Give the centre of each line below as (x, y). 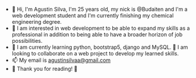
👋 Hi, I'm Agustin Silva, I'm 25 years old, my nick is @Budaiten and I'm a (100, 9)
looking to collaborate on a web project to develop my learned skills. (95, 53)
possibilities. (27, 41)
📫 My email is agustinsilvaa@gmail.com (61, 60)
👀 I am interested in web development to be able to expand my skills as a (101, 28)
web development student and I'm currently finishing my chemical (93, 15)
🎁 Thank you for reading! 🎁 (45, 69)
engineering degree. (37, 22)
